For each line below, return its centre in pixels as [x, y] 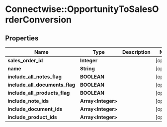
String [87, 68]
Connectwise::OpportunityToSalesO [82, 9]
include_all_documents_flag [42, 85]
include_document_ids [35, 109]
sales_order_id [25, 61]
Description [136, 52]
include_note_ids [28, 101]
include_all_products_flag [39, 93]
